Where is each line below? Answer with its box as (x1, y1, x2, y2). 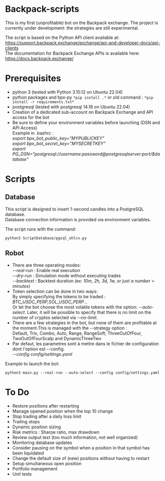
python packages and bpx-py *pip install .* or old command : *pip (12, 94, 154, 100)
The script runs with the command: (5, 226, 76, 232)
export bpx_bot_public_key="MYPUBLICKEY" (12, 135, 104, 141)
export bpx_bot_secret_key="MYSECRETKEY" (12, 140, 106, 146)
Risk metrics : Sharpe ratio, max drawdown (12, 429, 100, 435)
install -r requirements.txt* (12, 100, 75, 104)
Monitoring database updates (12, 440, 72, 446)
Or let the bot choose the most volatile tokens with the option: (12, 304, 138, 310)
